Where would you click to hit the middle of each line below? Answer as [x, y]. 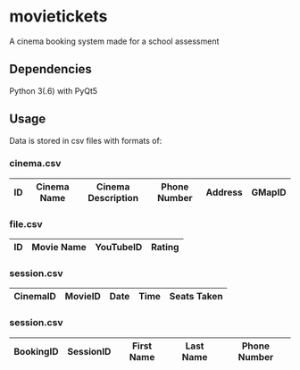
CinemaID [35, 297]
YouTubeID [119, 248]
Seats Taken [196, 297]
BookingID [36, 351]
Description [113, 198]
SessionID [89, 351]
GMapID [269, 192]
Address [224, 192]
